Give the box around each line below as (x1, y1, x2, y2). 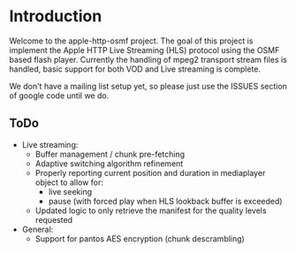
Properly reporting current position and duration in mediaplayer (34, 167, 266, 178)
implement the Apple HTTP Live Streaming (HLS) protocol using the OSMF (9, 44, 280, 55)
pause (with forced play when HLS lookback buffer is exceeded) (48, 195, 283, 206)
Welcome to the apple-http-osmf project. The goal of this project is (9, 35, 254, 46)
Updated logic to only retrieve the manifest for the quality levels (34, 205, 267, 216)
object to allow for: (34, 177, 104, 188)
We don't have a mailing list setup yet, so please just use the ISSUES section (9, 80, 287, 91)
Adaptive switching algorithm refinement (34, 157, 184, 169)
